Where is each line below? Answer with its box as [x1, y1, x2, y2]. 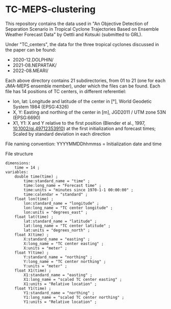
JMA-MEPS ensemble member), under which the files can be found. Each [5, 83, 161, 89]
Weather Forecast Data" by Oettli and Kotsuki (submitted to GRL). [5, 31, 143, 37]
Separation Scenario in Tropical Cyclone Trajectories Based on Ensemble [5, 26, 159, 32]
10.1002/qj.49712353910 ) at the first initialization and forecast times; [12, 125, 156, 131]
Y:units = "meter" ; [23, 263, 67, 269]
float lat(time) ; [14, 214, 54, 219]
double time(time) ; [14, 174, 58, 179]
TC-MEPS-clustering [5, 4, 96, 15]
